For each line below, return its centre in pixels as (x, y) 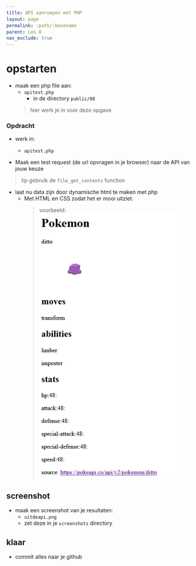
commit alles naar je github (49, 556)
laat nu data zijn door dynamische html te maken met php (86, 192)
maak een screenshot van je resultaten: (64, 510)
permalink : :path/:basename (42, 25)
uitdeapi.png (40, 517)
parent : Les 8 (24, 32)
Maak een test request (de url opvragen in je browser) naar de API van (102, 162)
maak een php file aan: (43, 86)
